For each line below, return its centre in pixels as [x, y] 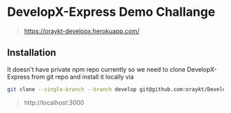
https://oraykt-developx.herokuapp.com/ [81, 31]
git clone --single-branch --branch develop [72, 89]
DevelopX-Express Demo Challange [111, 12]
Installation [32, 53]
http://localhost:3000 [54, 102]
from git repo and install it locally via [82, 76]
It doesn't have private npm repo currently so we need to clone [96, 69]
